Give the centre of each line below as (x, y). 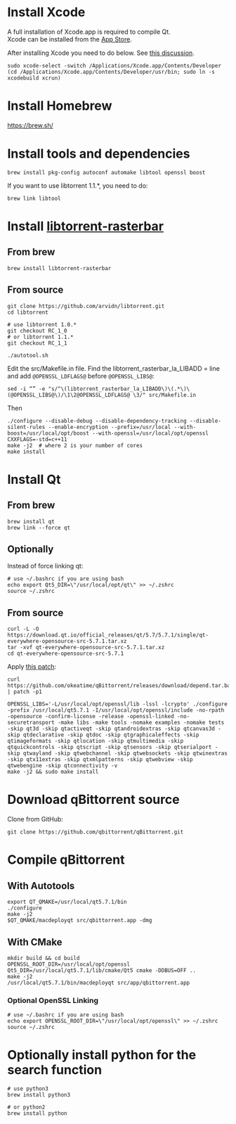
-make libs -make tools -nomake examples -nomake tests (141, 723)
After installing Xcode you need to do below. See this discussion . (101, 53)
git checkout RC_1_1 (38, 343)
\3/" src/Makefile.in (165, 395)
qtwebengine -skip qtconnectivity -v (63, 766)
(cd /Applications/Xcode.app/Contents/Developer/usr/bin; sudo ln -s (111, 72)
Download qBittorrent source (94, 800)
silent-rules (26, 427)
